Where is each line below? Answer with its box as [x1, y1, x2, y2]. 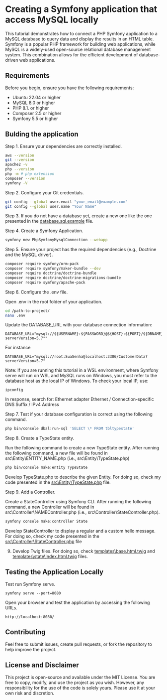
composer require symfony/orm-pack [5, 262, 79, 267]
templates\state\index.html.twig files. [12, 554, 88, 560]
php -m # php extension [5, 171, 55, 176]
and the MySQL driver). [5, 252, 53, 258]
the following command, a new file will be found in [5, 450, 108, 456]
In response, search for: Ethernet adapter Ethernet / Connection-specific [5, 396, 154, 402]
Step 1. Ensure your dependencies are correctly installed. [5, 143, 122, 149]
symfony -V [5, 180, 28, 185]
